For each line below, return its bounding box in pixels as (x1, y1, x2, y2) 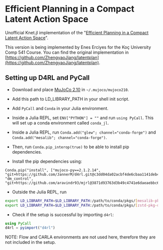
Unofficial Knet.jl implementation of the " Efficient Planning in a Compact (5, 30, 149, 35)
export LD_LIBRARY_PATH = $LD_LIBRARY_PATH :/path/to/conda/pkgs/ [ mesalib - (5, 198, 155, 203)
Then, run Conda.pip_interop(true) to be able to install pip (12, 144, 130, 150)
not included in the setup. (5, 239, 56, 245)
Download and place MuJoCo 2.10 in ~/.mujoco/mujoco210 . (12, 86, 130, 93)
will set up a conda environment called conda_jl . (12, 120, 109, 125)
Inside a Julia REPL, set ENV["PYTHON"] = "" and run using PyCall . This (12, 115, 154, 121)
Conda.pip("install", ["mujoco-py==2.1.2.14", (5, 168, 101, 172)
